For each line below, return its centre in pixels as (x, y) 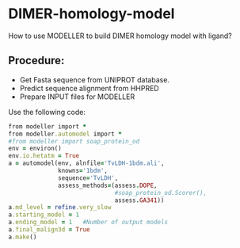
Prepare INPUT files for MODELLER (77, 97)
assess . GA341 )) (139, 200)
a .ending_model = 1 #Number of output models (88, 223)
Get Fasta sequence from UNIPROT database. (95, 79)
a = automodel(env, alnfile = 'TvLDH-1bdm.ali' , (86, 163)
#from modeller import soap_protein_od (74, 141)
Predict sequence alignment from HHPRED (90, 88)
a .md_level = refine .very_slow (60, 208)
